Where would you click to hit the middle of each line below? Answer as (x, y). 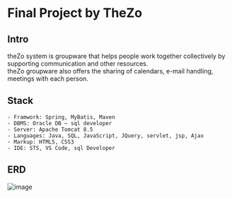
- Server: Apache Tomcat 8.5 (50, 129)
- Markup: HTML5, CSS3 (41, 142)
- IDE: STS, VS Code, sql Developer (61, 148)
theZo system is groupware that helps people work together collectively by (116, 56)
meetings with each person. (48, 78)
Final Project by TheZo (75, 13)
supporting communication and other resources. (78, 64)
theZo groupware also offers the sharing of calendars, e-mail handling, (110, 71)
